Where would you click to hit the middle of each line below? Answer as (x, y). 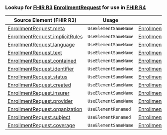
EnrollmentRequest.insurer (39, 93)
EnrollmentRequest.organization (45, 109)
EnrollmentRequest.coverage (42, 126)
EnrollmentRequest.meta (36, 29)
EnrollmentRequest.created (39, 85)
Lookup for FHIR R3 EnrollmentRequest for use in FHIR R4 (76, 7)
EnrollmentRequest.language (41, 45)
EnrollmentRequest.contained (42, 61)
